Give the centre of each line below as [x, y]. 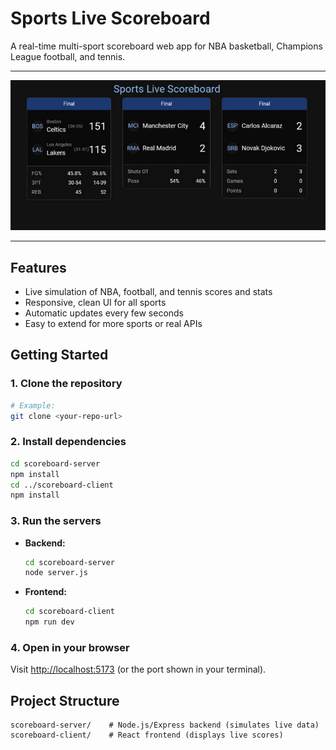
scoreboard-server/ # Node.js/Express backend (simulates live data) [165, 725]
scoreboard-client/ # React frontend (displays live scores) [147, 735]
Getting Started [59, 355]
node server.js [56, 573]
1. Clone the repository [66, 384]
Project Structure [65, 700]
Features [38, 267]
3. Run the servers [56, 521]
